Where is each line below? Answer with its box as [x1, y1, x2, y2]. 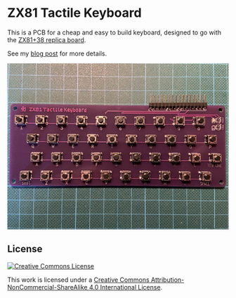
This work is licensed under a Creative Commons [7, 276, 150, 284]
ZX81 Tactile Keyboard [7, 5, 142, 21]
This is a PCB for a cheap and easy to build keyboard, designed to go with [7, 28, 222, 37]
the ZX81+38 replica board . [7, 35, 86, 44]
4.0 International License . [88, 283, 163, 291]
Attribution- [150, 276, 185, 284]
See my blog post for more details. [7, 49, 107, 58]
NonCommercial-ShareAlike [7, 283, 88, 291]
